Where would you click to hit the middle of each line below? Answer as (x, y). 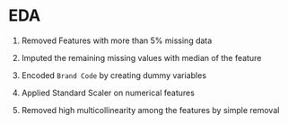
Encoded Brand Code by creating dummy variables (114, 75)
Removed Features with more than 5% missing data (117, 40)
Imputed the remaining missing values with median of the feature (141, 58)
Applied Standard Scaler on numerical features (108, 93)
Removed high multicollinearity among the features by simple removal (150, 110)
